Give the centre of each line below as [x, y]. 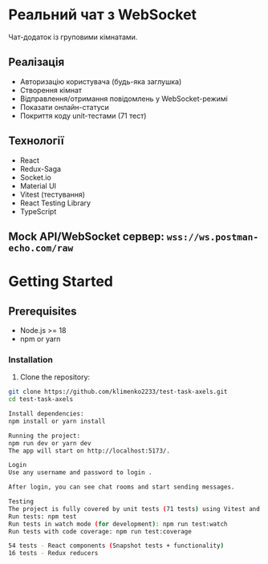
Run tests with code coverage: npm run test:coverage [100, 531]
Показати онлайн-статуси [65, 107]
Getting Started [61, 282]
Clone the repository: [55, 377]
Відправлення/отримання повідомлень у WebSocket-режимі [124, 99]
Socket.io [36, 177]
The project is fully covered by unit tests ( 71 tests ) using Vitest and [134, 509]
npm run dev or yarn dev [50, 443]
